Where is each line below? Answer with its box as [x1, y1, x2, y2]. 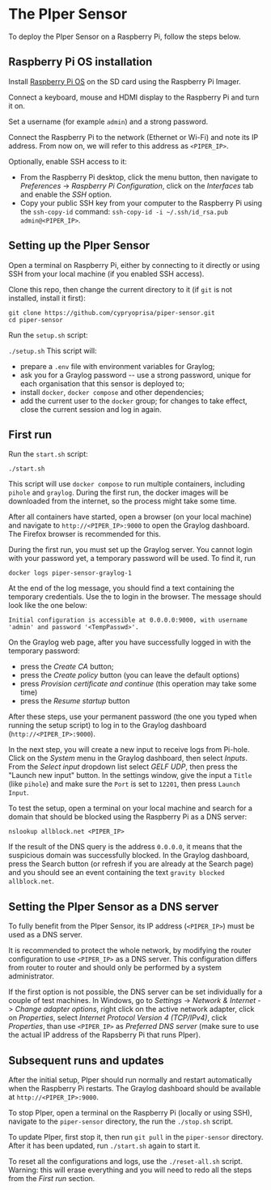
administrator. [8, 971, 55, 981]
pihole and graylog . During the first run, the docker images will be [8, 487, 229, 498]
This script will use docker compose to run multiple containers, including [8, 479, 245, 489]
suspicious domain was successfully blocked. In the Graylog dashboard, [8, 851, 250, 861]
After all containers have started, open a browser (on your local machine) [8, 512, 252, 522]
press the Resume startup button [19, 696, 130, 706]
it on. [8, 100, 26, 110]
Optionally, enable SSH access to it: [8, 156, 128, 166]
